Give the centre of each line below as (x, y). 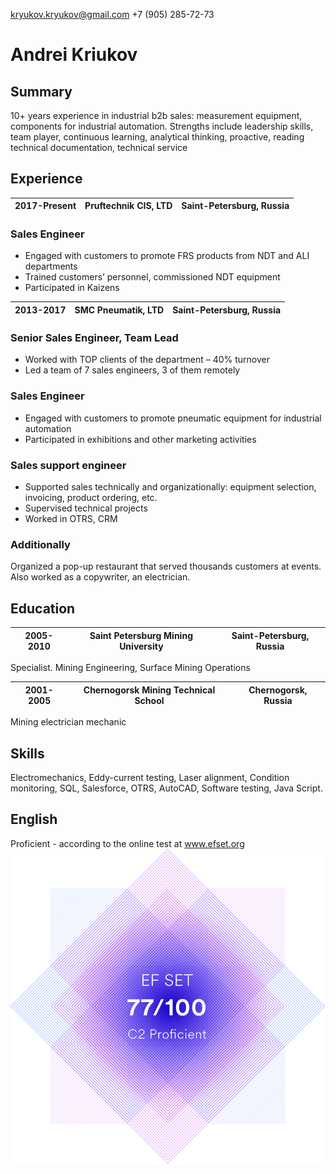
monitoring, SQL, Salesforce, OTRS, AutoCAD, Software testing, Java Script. (166, 788)
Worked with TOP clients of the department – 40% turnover (147, 360)
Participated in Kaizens (72, 288)
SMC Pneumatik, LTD (119, 310)
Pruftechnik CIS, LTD (128, 206)
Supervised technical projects (86, 508)
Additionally (40, 544)
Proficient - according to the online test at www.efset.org (127, 843)
